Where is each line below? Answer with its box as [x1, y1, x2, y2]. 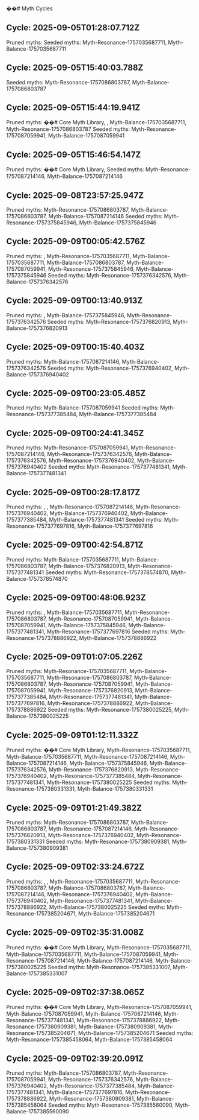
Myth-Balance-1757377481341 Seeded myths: [49, 516, 163, 523]
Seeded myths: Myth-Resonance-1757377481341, [47, 463, 171, 470]
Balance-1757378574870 [6, 575, 68, 582]
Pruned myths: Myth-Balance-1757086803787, [6, 1069, 122, 1077]
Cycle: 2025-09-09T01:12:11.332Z [6, 730, 139, 740]
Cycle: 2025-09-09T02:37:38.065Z [6, 987, 145, 998]
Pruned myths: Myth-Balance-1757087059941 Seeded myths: [6, 404, 159, 411]
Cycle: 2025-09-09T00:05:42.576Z [6, 236, 145, 247]
